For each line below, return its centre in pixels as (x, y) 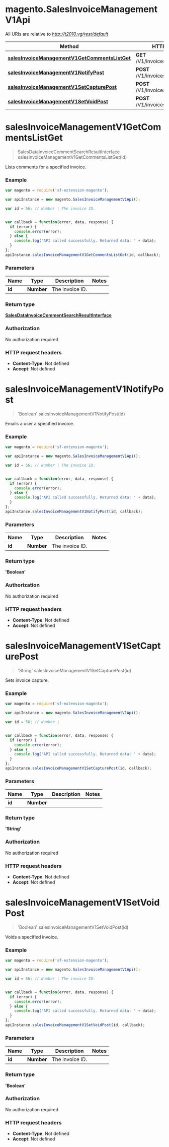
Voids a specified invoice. (32, 937)
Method (69, 46)
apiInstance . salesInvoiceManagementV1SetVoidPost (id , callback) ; (75, 1025)
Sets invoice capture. (27, 680)
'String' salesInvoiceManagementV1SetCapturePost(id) (74, 670)
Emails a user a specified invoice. (40, 423)
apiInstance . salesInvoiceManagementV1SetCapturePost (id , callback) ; (78, 769)
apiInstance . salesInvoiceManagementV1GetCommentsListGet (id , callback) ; (83, 255)
